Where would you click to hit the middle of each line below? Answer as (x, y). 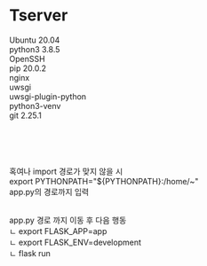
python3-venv (35, 106)
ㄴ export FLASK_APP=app (58, 231)
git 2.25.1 (26, 115)
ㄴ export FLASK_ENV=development (76, 242)
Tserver (39, 16)
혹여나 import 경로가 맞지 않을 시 (66, 171)
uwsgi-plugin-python (48, 96)
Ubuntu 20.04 (35, 40)
